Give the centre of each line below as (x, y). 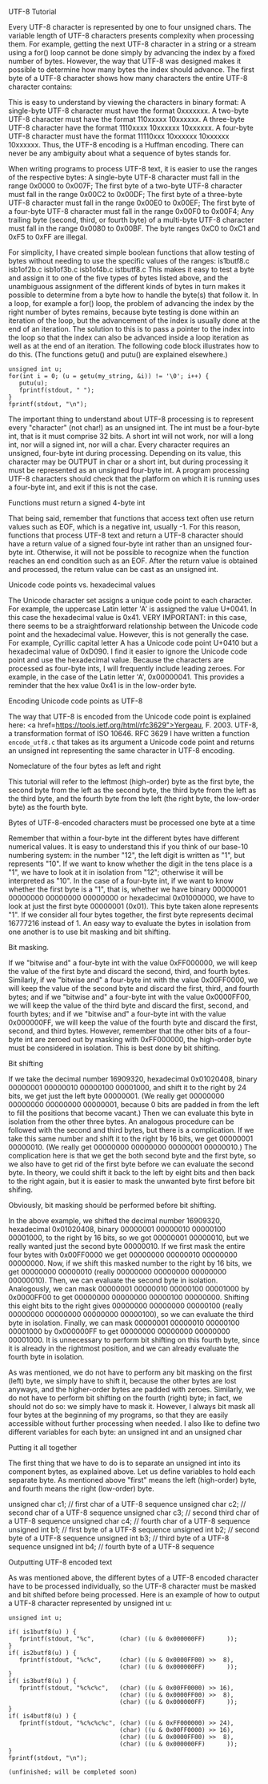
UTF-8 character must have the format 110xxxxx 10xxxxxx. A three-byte (127, 119)
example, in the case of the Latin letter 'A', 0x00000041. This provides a (126, 677)
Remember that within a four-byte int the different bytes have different (124, 838)
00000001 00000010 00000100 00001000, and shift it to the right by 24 (127, 1087)
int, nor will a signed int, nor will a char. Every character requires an (119, 445)
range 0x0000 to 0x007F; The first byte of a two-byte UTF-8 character (125, 186)
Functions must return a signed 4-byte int (77, 503)
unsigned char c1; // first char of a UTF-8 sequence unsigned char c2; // (127, 1504)
